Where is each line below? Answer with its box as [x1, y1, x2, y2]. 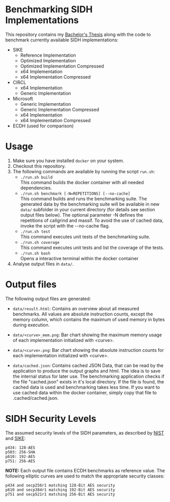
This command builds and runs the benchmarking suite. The [20, 195, 147, 201]
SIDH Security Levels [5, 413, 96, 424]
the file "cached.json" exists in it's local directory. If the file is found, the [12, 378, 164, 384]
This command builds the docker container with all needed [20, 179, 144, 185]
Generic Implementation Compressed [20, 106, 100, 112]
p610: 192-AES [5, 454, 36, 459]
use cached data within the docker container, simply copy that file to [12, 390, 157, 396]
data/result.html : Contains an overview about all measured [12, 305, 139, 311]
